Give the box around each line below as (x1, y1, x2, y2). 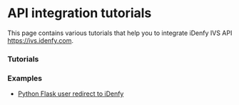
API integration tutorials (7, 5, 152, 21)
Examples (7, 73, 43, 83)
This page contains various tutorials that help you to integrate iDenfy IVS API (7, 29, 233, 37)
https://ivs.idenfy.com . (7, 36, 73, 44)
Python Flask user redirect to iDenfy (17, 89, 124, 98)
